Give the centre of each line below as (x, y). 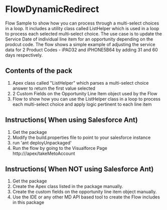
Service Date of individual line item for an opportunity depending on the (79, 39)
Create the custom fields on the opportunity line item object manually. (85, 192)
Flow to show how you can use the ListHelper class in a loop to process (86, 99)
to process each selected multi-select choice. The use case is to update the (83, 34)
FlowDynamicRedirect (52, 9)
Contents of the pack (39, 71)
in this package (28, 202)
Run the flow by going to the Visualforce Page (60, 148)
